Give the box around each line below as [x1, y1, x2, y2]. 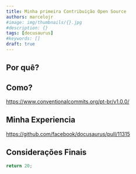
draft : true [6, 41, 35, 47]
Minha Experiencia [6, 115, 76, 125]
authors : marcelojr [6, 14, 54, 20]
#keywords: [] [6, 36, 41, 41]
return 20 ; [6, 163, 33, 169]
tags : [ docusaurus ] [6, 30, 54, 36]
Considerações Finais [6, 147, 87, 158]
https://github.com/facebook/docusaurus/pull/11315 [6, 130, 130, 137]
